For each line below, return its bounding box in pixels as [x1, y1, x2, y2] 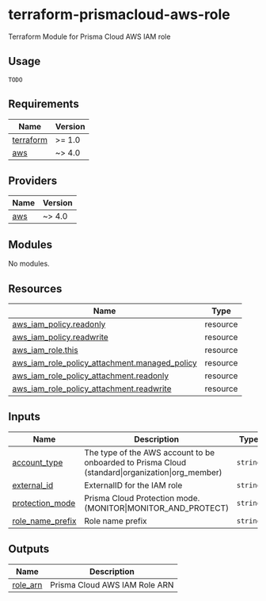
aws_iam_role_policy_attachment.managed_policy [12, 358, 198, 368]
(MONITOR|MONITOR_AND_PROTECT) [84, 502, 230, 513]
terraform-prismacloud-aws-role [8, 6, 231, 24]
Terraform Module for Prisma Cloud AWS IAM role [8, 32, 171, 41]
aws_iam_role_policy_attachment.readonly [12, 370, 169, 381]
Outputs [8, 542, 50, 556]
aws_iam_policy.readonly [12, 319, 106, 330]
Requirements [8, 98, 79, 111]
